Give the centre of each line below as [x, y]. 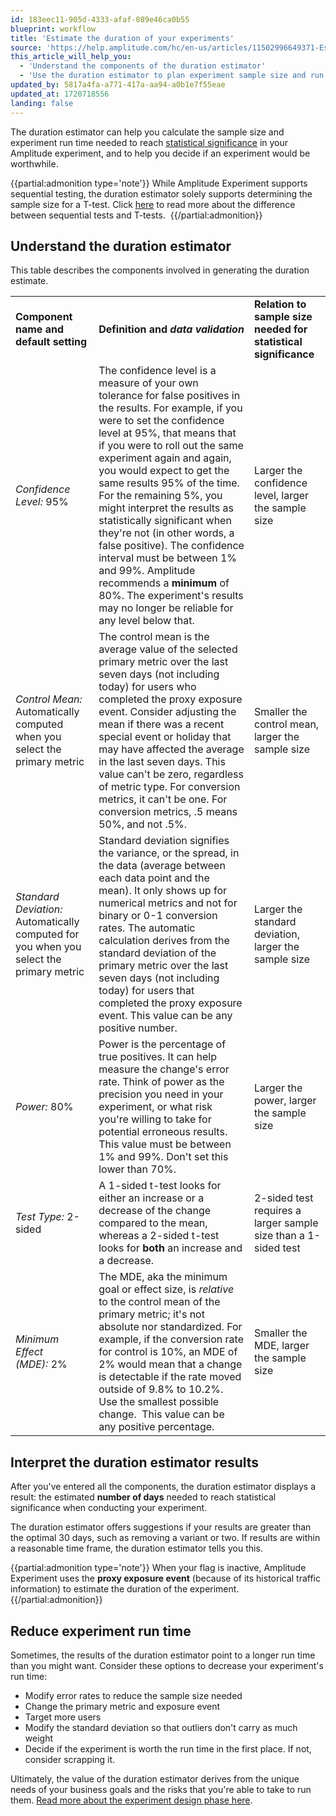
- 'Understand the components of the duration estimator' [143, 66]
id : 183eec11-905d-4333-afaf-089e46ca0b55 [100, 19]
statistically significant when [165, 521]
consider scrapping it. [70, 1759]
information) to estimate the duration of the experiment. [125, 1589]
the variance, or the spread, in [169, 853]
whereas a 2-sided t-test [159, 1236]
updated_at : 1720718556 [60, 94]
